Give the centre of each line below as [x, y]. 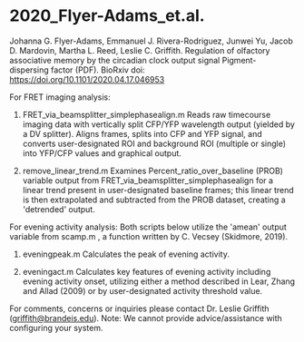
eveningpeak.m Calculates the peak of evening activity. [126, 254]
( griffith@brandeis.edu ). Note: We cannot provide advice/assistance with [146, 318]
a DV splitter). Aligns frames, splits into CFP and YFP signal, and [142, 133]
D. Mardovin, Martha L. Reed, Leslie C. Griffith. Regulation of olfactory [140, 50]
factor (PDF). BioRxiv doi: [98, 70]
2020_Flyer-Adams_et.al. [108, 16]
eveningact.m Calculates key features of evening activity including [147, 271]
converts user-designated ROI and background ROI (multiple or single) [154, 143]
